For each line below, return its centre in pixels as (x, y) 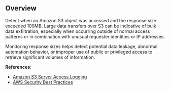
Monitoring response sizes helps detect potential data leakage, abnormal (81, 46)
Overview (21, 8)
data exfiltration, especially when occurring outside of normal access (78, 31)
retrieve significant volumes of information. (50, 57)
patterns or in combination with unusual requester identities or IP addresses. (85, 36)
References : (18, 67)
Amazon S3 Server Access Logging (50, 77)
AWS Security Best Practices (43, 82)
